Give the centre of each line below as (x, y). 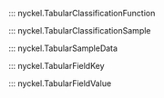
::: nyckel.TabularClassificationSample (80, 30)
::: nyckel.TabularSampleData (63, 48)
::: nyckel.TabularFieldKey (57, 66)
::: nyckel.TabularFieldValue (60, 83)
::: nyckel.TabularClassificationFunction (82, 13)
